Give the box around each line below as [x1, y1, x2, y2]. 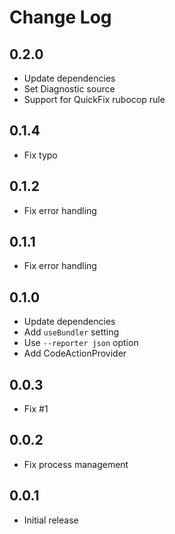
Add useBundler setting [23, 326, 120, 338]
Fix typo [23, 149, 58, 161]
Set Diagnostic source [23, 83, 116, 95]
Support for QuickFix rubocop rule [23, 94, 166, 105]
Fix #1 [23, 403, 49, 415]
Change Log [9, 6, 112, 29]
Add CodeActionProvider [23, 347, 127, 360]
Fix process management [23, 458, 129, 470]
